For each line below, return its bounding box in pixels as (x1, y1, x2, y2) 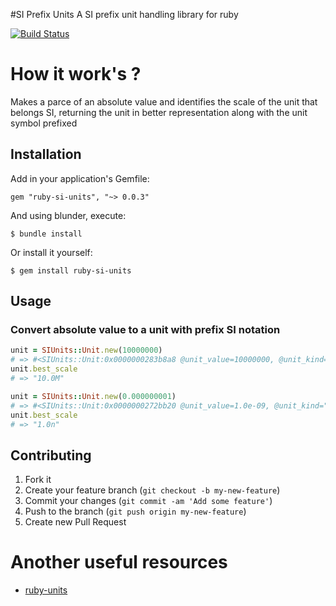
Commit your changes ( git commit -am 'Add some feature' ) (24, 495, 273, 507)
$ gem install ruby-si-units (10, 265, 132, 276)
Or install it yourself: (10, 246, 93, 258)
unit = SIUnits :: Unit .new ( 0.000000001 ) (10, 391, 177, 401)
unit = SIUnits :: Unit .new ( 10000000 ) (10, 345, 163, 356)
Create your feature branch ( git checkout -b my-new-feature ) (24, 484, 281, 496)
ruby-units (24, 584, 68, 596)
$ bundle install (10, 229, 83, 239)
